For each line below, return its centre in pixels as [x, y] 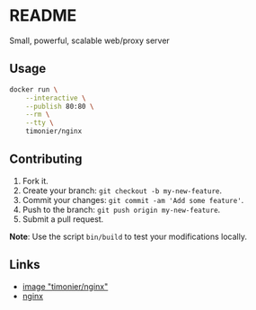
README [43, 16]
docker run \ [34, 89]
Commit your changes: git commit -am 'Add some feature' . [133, 199]
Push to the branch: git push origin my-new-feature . [121, 209]
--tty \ [40, 123]
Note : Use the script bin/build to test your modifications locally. [128, 236]
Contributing [46, 159]
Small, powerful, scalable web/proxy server [90, 40]
